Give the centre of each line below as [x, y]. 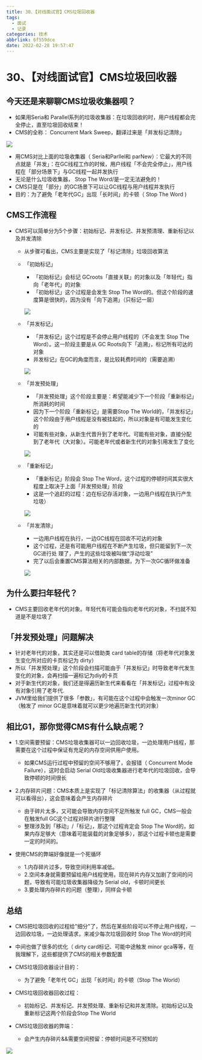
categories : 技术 [27, 34]
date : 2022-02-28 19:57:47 [40, 46]
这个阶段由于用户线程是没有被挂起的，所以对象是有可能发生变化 [112, 419]
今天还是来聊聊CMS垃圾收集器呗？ [71, 101]
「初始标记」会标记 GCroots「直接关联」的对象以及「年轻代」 [110, 277]
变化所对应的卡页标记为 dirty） [58, 661]
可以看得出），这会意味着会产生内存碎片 [64, 798]
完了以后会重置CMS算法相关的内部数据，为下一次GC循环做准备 [112, 561]
